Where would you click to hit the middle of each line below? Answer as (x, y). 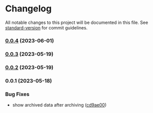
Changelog (28, 9)
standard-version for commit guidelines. (46, 27)
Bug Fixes (17, 94)
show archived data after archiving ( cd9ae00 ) (59, 105)
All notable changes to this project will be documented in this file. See (77, 22)
